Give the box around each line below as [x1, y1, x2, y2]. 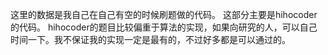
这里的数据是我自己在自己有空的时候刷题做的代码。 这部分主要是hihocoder [10, 9, 318, 20]
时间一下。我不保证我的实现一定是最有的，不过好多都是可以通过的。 [10, 34, 291, 45]
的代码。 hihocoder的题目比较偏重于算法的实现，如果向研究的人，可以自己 [10, 21, 318, 33]
